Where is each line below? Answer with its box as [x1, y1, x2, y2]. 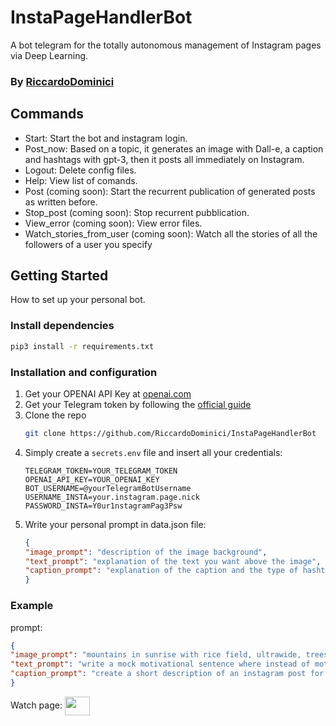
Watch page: [10, 699, 63, 711]
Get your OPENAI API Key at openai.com [24, 387, 192, 400]
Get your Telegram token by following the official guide [24, 398, 252, 410]
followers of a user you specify [24, 238, 153, 250]
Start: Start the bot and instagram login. [24, 132, 188, 144]
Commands [10, 106, 85, 123]
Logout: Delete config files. [24, 164, 137, 176]
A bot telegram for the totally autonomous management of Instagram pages [10, 39, 322, 51]
